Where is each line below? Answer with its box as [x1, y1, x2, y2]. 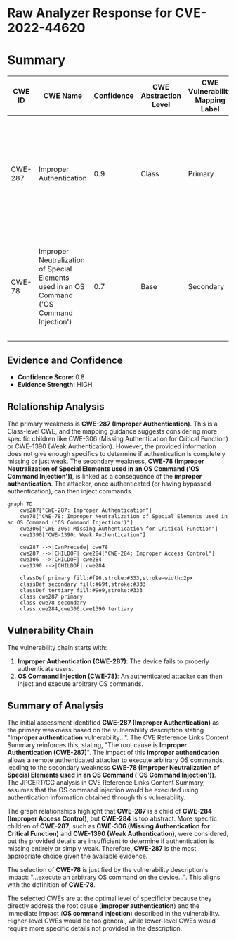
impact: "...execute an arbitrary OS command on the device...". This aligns [7, 873, 221, 882]
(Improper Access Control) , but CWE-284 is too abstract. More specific [7, 814, 218, 823]
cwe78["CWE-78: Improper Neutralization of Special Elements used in [20, 513, 228, 520]
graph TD [7, 501, 33, 508]
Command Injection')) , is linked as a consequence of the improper [7, 472, 202, 480]
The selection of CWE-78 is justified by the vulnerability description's [7, 866, 209, 874]
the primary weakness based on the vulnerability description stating [7, 726, 204, 735]
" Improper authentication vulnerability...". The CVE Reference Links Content [7, 733, 229, 742]
